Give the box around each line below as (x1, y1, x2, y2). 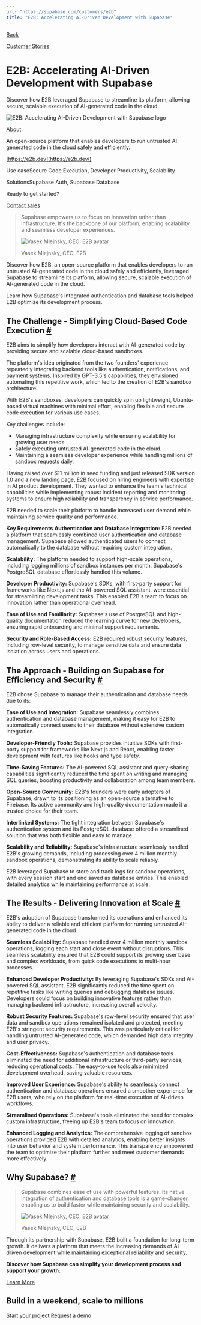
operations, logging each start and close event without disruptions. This (6, 944, 184, 952)
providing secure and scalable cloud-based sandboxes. (6, 348, 144, 355)
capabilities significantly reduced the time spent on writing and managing (6, 770, 188, 778)
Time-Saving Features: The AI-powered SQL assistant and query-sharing (6, 764, 189, 771)
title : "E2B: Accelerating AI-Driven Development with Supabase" (6, 14, 173, 20)
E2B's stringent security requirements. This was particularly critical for (6, 1025, 181, 1032)
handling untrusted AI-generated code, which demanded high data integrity (6, 1031, 193, 1039)
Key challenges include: (6, 421, 65, 428)
